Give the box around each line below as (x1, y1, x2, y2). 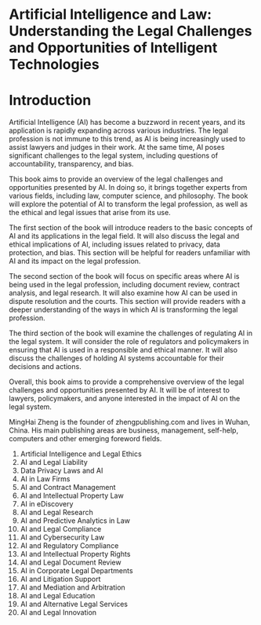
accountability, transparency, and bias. (9, 159, 134, 169)
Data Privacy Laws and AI (20, 466, 103, 476)
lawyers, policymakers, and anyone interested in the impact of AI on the (9, 394, 241, 404)
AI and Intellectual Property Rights (20, 550, 131, 559)
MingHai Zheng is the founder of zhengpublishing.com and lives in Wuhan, (9, 418, 250, 427)
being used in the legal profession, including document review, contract (9, 280, 240, 290)
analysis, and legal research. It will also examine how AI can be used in (9, 288, 237, 298)
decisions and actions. (9, 362, 82, 371)
